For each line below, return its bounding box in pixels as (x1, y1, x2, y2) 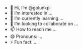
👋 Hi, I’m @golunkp (10, 5, 50, 10)
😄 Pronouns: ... (10, 33, 43, 39)
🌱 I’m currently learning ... (10, 15, 64, 21)
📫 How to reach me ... (10, 26, 57, 32)
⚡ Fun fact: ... (10, 39, 38, 45)
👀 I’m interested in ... (10, 10, 53, 16)
